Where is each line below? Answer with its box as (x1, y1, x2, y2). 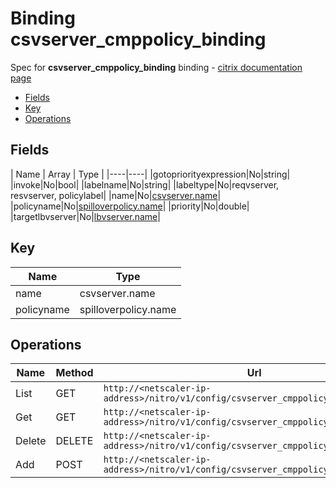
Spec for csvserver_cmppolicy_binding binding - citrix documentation (10, 61, 303, 73)
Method (55, 366, 94, 380)
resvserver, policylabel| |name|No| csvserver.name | (10, 189, 222, 201)
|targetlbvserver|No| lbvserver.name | (10, 210, 161, 222)
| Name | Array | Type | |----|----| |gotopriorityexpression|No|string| (10, 168, 291, 180)
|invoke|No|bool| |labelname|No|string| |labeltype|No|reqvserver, (10, 178, 280, 191)
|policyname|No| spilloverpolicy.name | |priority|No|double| (10, 200, 250, 212)
